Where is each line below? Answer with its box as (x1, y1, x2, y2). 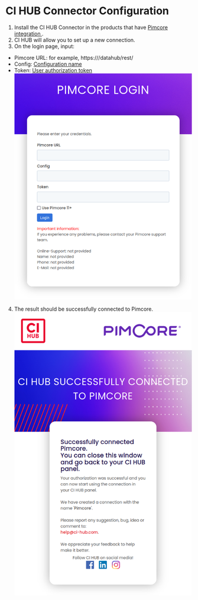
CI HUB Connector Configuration (5, 4, 169, 18)
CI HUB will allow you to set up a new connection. (14, 36, 135, 43)
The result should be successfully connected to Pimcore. (14, 305, 154, 312)
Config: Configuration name (14, 60, 82, 68)
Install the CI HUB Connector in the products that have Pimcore (14, 24, 168, 31)
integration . (14, 30, 44, 37)
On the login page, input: (14, 43, 75, 50)
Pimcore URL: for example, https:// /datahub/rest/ (14, 54, 134, 61)
